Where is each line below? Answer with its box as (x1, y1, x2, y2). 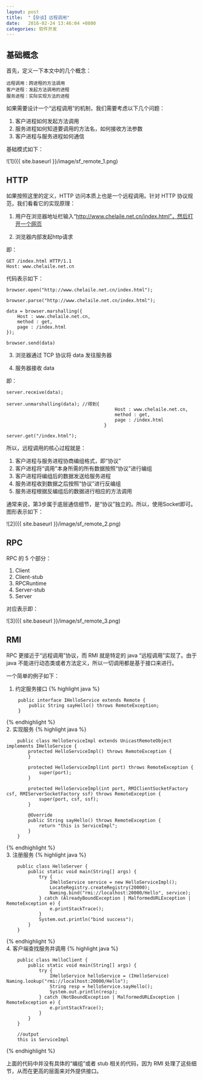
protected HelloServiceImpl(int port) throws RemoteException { (28, 764, 194, 771)
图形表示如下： (6, 508, 44, 515)
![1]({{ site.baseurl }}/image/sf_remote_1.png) (6, 158, 118, 165)
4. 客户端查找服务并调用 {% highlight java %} (6, 945, 119, 952)
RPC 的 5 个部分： (6, 555, 52, 562)
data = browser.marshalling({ (6, 308, 83, 314)
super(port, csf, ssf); (38, 796, 99, 802)
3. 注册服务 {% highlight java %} (6, 851, 87, 859)
